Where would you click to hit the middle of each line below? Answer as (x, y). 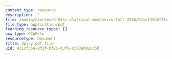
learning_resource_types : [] (36, 29)
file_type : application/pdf (35, 24)
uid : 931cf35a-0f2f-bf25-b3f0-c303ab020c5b (52, 48)
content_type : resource (31, 10)
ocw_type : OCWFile (25, 34)
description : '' (23, 15)
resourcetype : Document (31, 39)
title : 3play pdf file (29, 44)
